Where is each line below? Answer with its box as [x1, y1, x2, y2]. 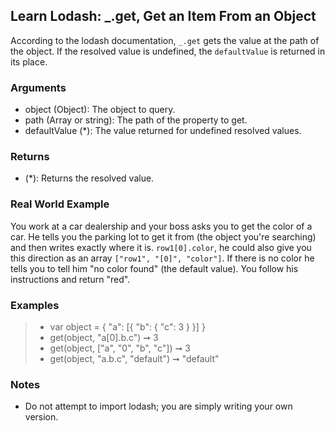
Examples [10, 298, 60, 312]
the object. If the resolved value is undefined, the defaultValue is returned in [10, 45, 326, 57]
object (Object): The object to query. [24, 104, 176, 116]
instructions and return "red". [10, 273, 131, 285]
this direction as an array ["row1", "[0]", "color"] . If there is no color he [10, 252, 315, 264]
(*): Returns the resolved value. [24, 172, 155, 184]
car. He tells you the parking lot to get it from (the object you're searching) [10, 230, 317, 243]
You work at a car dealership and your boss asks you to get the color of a [10, 220, 313, 232]
